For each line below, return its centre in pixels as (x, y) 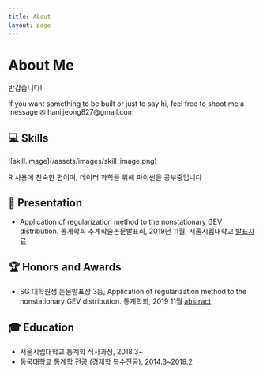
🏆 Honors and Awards (65, 268)
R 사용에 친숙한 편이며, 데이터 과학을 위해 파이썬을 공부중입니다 (105, 177)
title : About (30, 17)
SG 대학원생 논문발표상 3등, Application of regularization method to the (133, 291)
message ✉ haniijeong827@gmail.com (71, 112)
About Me (41, 65)
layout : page (30, 25)
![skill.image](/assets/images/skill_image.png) (83, 161)
